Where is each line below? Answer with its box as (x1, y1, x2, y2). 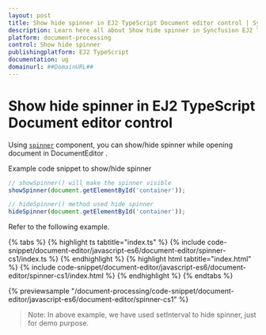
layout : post (8, 11, 51, 20)
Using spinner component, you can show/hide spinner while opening (8, 140, 234, 149)
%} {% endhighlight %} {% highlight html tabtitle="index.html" (48, 254, 252, 264)
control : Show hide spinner (8, 41, 101, 49)
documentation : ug (8, 56, 69, 64)
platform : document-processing (8, 33, 112, 42)
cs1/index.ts (8, 254, 47, 264)
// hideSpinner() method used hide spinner (8, 201, 154, 209)
